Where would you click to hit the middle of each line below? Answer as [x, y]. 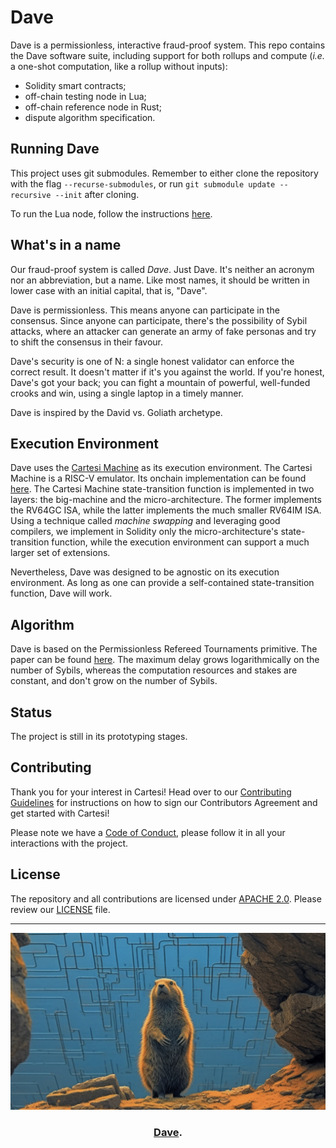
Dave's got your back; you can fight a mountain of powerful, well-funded [160, 382]
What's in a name [66, 245]
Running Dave [55, 149]
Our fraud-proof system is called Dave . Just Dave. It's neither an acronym [162, 269]
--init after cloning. [97, 194]
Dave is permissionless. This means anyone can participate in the [145, 310]
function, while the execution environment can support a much [180, 542]
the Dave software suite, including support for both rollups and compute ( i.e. [167, 55]
